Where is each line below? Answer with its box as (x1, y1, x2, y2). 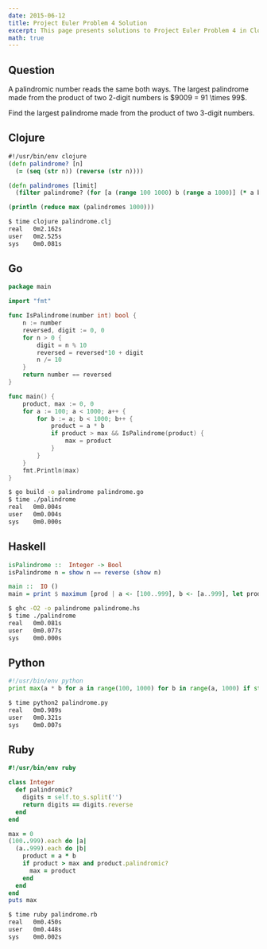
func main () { (8, 392, 56, 400)
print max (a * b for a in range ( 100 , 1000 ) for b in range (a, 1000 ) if (8, 685, 251, 693)
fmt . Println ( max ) (22, 466, 80, 474)
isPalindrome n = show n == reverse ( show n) (8, 568, 161, 577)
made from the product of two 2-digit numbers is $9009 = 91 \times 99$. (8, 93, 248, 103)
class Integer (8, 779, 56, 787)
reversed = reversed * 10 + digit (37, 348, 145, 356)
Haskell (8, 540, 46, 554)
